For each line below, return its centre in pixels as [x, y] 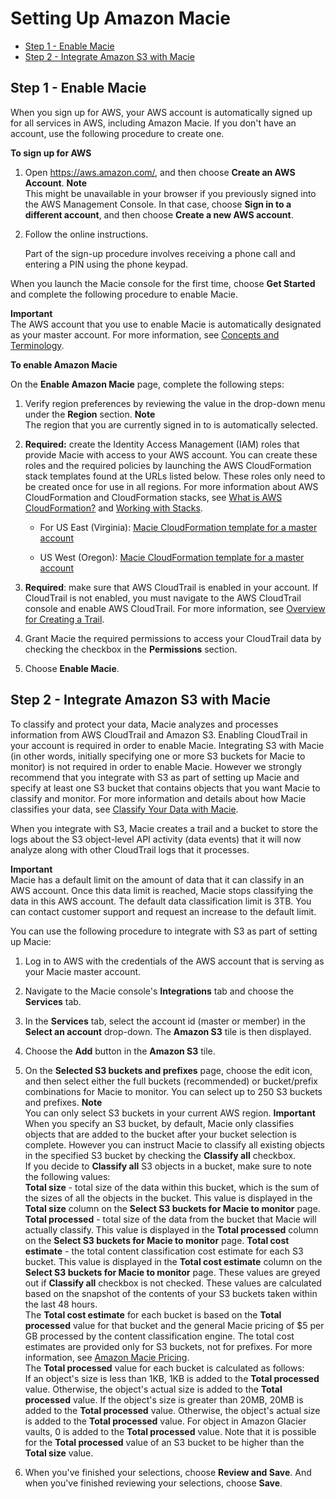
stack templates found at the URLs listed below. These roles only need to [175, 476]
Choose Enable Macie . [72, 668]
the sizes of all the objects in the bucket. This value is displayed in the [168, 1198]
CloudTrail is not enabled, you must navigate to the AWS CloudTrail [163, 598]
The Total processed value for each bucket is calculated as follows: [164, 1368]
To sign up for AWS [51, 153]
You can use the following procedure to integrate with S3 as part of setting [164, 931]
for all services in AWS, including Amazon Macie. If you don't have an [153, 123]
